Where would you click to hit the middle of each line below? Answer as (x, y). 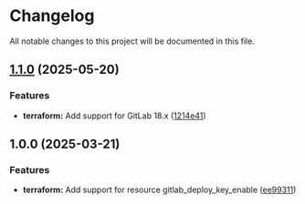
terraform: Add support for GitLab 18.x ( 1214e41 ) (115, 116)
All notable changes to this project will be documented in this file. (132, 41)
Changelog (52, 16)
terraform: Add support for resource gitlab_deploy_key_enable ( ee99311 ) (159, 190)
